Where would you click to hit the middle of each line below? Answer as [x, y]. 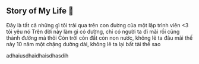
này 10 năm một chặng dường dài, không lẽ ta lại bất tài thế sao [83, 44]
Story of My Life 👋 [40, 11]
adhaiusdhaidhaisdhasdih [37, 55]
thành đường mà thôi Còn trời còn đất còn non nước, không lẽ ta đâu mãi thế [99, 38]
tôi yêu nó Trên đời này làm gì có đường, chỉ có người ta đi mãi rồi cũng [93, 31]
